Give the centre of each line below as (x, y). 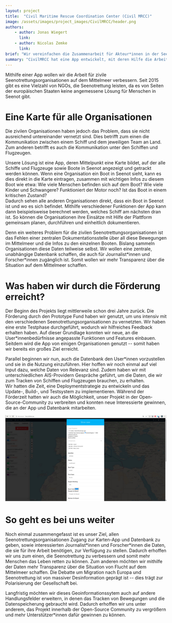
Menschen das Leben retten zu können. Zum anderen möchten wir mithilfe (84, 562)
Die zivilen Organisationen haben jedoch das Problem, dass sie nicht (78, 131)
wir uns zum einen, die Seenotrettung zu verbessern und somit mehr (78, 556)
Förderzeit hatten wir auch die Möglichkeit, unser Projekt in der (72, 397)
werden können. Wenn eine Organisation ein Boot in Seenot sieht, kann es (83, 174)
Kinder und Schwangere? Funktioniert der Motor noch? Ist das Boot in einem (86, 190)
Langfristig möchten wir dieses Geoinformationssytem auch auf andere (80, 593)
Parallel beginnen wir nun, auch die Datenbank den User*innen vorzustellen (85, 359)
